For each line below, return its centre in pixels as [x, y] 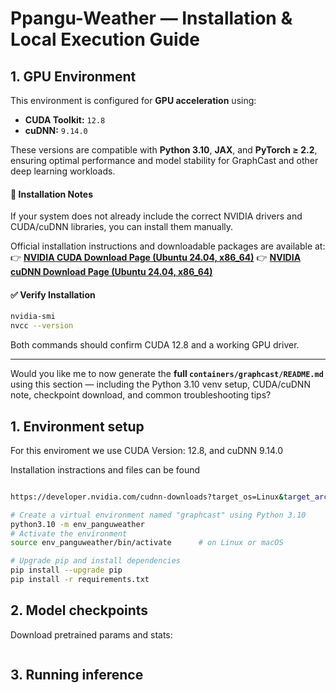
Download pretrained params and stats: [91, 634]
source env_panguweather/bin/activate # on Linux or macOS [147, 543]
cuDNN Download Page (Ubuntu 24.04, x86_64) [111, 272]
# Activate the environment [69, 533]
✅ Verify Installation [53, 294]
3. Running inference [77, 675]
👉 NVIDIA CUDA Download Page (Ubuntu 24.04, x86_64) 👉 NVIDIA [156, 258]
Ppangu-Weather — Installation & [151, 18]
